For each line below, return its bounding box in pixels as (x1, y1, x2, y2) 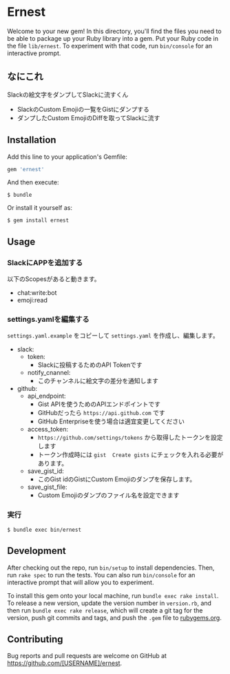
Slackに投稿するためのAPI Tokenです (37, 360, 143, 369)
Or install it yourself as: (7, 204, 72, 212)
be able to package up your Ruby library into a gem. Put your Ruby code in (7, 34, 219, 42)
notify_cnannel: (27, 369, 71, 377)
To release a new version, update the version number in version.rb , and (7, 599, 212, 607)
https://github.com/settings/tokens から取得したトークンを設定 (37, 433, 223, 442)
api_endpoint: (27, 392, 67, 401)
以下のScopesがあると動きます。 (7, 275, 101, 283)
